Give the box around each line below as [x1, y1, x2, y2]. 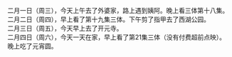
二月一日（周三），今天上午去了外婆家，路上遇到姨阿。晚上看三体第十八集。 [7, 6, 229, 14]
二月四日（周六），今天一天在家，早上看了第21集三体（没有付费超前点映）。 [7, 33, 226, 41]
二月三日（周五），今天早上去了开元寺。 [7, 24, 123, 32]
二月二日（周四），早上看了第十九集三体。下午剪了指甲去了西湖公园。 [7, 15, 210, 24]
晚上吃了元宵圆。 [7, 42, 58, 50]
